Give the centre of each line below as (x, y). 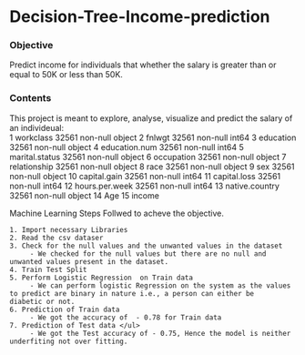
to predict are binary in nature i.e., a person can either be (132, 293)
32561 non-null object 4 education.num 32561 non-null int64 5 (127, 147)
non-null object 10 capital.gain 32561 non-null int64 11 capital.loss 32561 (145, 176)
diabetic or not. (42, 301)
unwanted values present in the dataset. (89, 261)
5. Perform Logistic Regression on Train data (102, 278)
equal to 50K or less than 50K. (66, 75)
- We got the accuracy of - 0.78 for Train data (126, 317)
